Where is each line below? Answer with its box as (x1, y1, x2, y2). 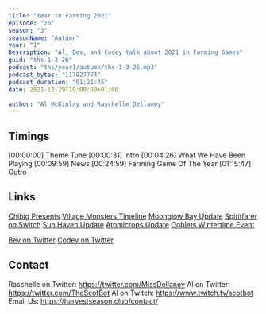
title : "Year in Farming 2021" (8, 11, 112, 20)
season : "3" (8, 26, 48, 34)
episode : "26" (8, 19, 56, 27)
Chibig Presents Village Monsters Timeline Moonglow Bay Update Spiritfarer (8, 211, 258, 221)
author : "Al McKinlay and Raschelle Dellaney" (8, 100, 165, 108)
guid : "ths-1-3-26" (8, 56, 73, 64)
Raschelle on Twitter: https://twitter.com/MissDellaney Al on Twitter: (8, 279, 230, 289)
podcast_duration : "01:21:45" (8, 78, 109, 86)
